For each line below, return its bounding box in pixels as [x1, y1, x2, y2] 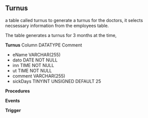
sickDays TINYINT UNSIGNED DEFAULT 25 [12, 78, 101, 84]
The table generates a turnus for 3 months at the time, [5, 32, 117, 38]
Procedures [5, 87, 30, 94]
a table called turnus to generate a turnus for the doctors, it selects [5, 17, 143, 23]
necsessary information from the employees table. [5, 22, 109, 28]
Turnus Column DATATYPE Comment [5, 42, 82, 48]
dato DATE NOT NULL [12, 57, 58, 63]
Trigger [5, 107, 21, 113]
